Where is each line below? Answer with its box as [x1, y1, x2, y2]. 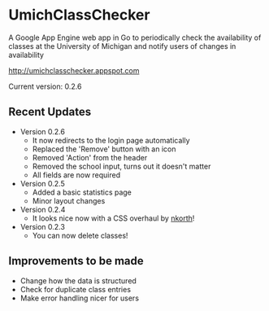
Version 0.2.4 [20, 204, 66, 214]
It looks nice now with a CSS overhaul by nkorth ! [32, 213, 195, 223]
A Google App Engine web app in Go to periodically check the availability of [8, 33, 262, 42]
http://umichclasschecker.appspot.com [8, 65, 140, 75]
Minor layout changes [32, 195, 106, 205]
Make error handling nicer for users [20, 293, 140, 303]
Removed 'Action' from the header [32, 152, 148, 162]
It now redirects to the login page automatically [32, 135, 190, 145]
